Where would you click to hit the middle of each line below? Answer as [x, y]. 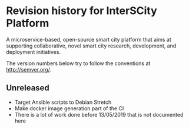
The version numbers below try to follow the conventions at [78, 63]
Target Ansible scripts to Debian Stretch [63, 102]
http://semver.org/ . [29, 69]
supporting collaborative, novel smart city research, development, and [91, 46]
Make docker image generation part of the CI [69, 108]
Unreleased [28, 88]
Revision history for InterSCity [82, 11]
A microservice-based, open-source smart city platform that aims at [89, 39]
